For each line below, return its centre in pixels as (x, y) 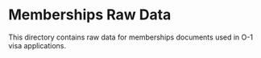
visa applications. (37, 45)
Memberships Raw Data (90, 15)
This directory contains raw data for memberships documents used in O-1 (131, 37)
